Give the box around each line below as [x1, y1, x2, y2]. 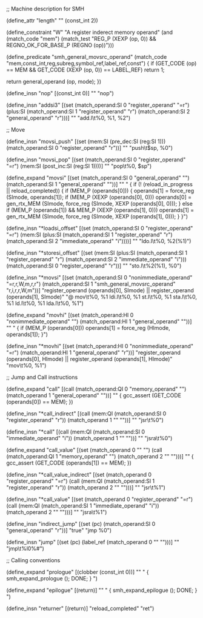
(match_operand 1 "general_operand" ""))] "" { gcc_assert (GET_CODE [6, 392, 182, 399]
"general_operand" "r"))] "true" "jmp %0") [6, 527, 112, 534]
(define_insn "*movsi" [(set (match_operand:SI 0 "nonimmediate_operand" [6, 274, 193, 281]
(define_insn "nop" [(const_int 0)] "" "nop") [6, 90, 114, 96]
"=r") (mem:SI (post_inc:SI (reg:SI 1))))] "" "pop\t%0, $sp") [6, 163, 152, 169]
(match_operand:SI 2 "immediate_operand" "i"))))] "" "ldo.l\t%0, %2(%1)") [6, 238, 191, 244]
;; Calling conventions [6, 557, 61, 563]
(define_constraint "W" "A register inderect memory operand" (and [6, 29, 173, 36]
